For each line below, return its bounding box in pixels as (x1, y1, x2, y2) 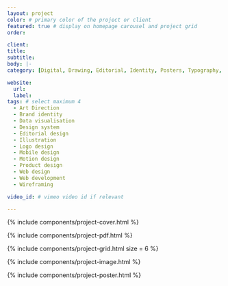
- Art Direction (13, 105, 60, 112)
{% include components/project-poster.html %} (7, 271, 142, 279)
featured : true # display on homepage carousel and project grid (7, 23, 197, 29)
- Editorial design (13, 130, 69, 137)
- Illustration (13, 136, 57, 144)
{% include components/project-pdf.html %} (7, 231, 133, 239)
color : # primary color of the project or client (7, 16, 152, 23)
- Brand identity (13, 111, 63, 118)
